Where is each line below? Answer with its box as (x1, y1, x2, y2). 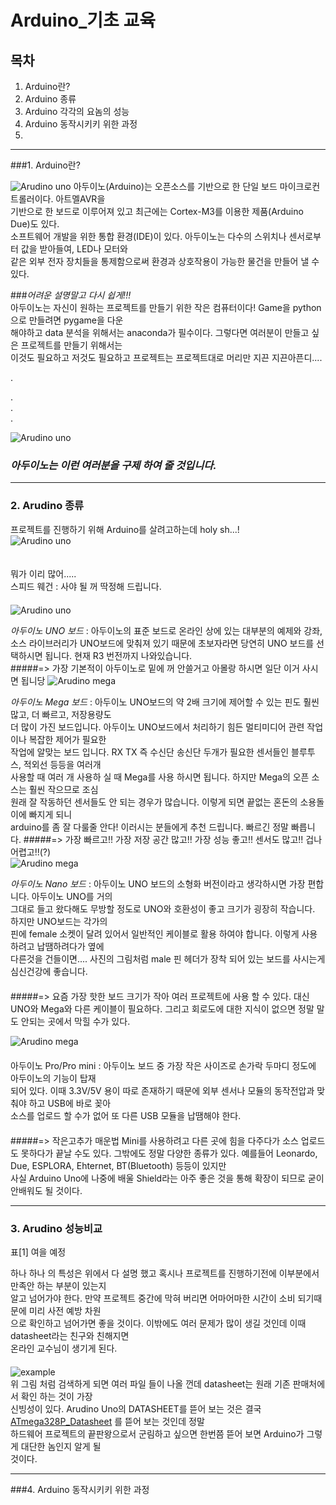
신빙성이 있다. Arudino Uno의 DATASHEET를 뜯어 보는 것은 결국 (10, 1402, 262, 1415)
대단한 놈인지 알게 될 (20, 1440, 102, 1452)
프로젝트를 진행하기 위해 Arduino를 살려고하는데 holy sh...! (10, 523, 240, 535)
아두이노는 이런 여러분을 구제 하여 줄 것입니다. (10, 458, 217, 472)
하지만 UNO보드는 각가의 (10, 915, 108, 927)
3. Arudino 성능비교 (10, 1221, 103, 1235)
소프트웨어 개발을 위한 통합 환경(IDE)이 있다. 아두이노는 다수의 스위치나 (10, 231, 287, 242)
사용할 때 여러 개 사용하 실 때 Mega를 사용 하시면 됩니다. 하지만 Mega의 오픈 (10, 771, 310, 783)
